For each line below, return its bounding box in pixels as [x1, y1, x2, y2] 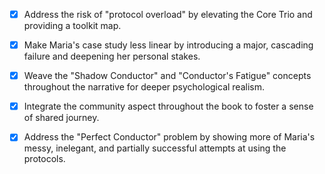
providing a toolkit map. [23, 20, 122, 32]
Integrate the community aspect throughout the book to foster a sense [23, 100, 314, 113]
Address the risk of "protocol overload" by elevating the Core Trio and [23, 9, 313, 20]
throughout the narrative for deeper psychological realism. [23, 81, 265, 93]
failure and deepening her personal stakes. [23, 50, 201, 63]
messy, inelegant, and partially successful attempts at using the [23, 142, 287, 154]
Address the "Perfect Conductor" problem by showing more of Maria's [23, 131, 316, 143]
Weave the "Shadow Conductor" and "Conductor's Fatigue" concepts [23, 70, 312, 82]
